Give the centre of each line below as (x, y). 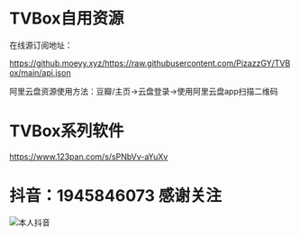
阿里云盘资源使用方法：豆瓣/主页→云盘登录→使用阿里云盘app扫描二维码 (144, 91)
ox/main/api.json (40, 72)
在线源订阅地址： (41, 45)
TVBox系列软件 (67, 131)
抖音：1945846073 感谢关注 (116, 196)
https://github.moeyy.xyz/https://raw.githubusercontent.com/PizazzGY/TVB (150, 63)
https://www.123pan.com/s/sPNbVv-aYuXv (89, 156)
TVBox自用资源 (67, 18)
